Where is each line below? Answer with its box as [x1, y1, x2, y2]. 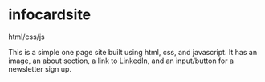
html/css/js [8, 32, 46, 41]
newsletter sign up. [8, 64, 72, 73]
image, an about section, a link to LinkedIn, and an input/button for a [8, 56, 234, 65]
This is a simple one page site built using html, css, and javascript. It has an [8, 47, 258, 57]
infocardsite [8, 6, 92, 24]
